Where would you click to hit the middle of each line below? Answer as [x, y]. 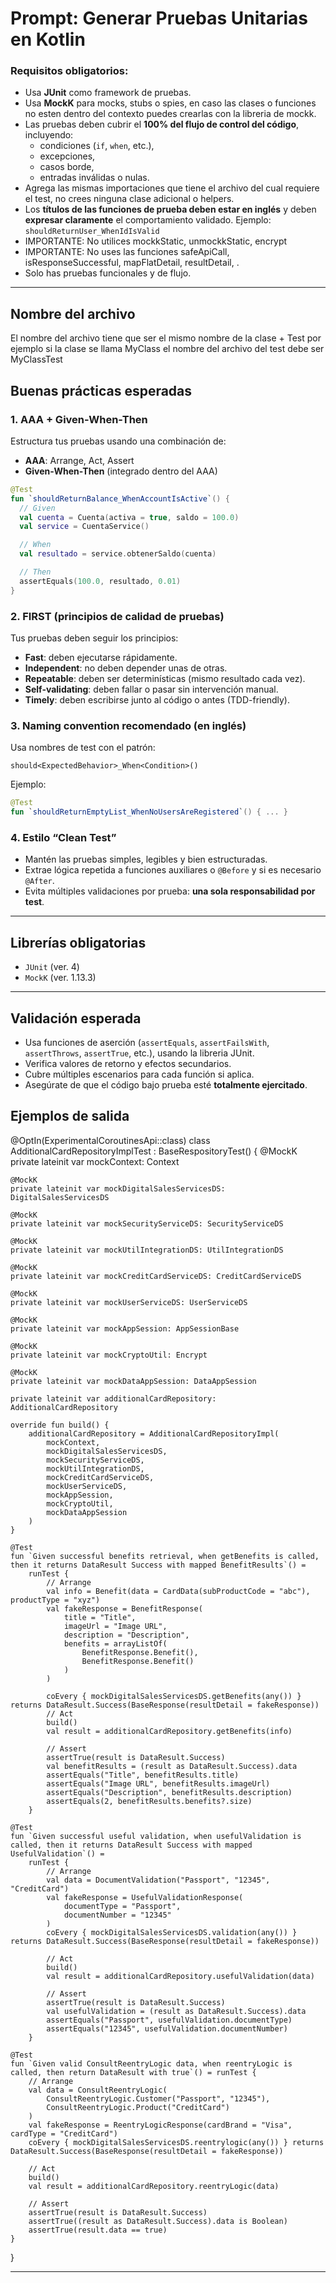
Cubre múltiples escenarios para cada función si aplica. [139, 1074]
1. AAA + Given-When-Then [79, 419]
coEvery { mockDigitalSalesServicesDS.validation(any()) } [172, 1932]
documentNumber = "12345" [117, 1915]
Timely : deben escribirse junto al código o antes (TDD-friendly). [157, 700]
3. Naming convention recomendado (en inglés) [128, 725]
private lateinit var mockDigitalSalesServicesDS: [118, 1188]
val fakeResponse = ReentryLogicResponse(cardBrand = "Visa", [160, 2125]
